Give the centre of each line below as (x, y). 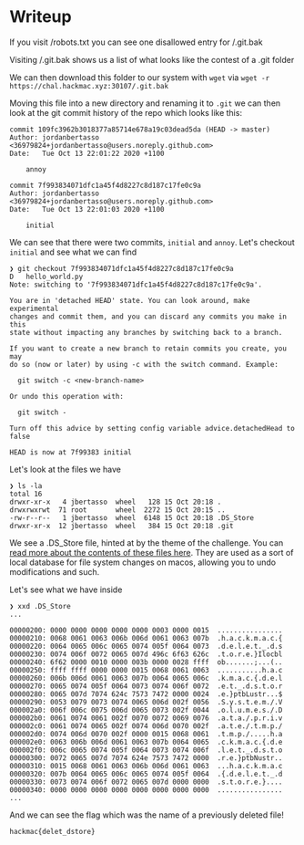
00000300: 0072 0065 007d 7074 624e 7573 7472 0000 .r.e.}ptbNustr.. (146, 758)
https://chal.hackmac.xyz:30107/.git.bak (89, 86)
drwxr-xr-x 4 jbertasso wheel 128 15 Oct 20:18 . (116, 502)
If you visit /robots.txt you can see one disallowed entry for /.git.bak (136, 42)
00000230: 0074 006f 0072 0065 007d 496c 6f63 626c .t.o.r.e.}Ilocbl (146, 654)
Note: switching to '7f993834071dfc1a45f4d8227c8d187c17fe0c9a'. (136, 285)
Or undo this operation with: (67, 396)
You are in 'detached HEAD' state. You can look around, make (130, 300)
